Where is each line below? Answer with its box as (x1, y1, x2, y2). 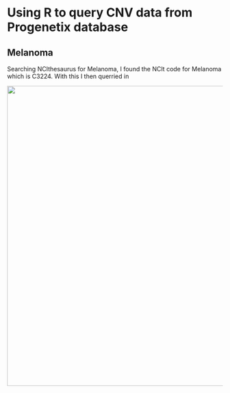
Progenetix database (7, 19, 129, 35)
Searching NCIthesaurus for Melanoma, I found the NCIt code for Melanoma (7, 65, 222, 73)
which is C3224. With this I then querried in (7, 72, 129, 80)
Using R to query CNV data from (7, 5, 193, 21)
